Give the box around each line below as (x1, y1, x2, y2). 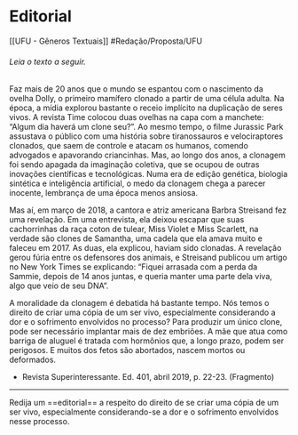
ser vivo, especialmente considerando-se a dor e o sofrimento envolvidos (9, 407, 279, 417)
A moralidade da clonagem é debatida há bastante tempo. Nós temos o (9, 298, 270, 309)
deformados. (9, 354, 56, 366)
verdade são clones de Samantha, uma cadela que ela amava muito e (9, 233, 263, 244)
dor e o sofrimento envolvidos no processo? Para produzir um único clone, (9, 317, 283, 327)
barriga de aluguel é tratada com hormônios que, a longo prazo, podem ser (9, 335, 285, 346)
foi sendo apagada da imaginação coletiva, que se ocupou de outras (9, 159, 260, 170)
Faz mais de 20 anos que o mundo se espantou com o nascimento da (9, 84, 263, 94)
